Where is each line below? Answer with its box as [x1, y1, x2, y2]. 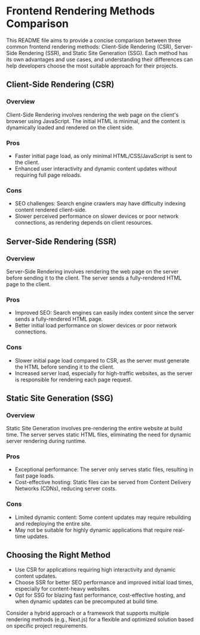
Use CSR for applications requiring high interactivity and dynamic [14, 566, 176, 573]
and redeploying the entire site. [14, 519, 92, 527]
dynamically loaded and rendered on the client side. [6, 124, 134, 131]
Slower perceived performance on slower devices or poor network [14, 212, 179, 220]
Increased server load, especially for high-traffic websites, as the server [14, 369, 193, 376]
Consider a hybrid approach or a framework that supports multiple [6, 609, 170, 616]
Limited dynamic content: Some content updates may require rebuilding [14, 514, 192, 521]
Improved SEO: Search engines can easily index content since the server [14, 309, 194, 317]
